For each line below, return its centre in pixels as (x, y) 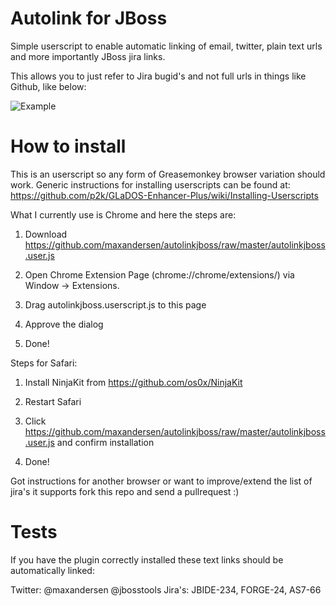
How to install (68, 146)
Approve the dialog (64, 324)
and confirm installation (105, 442)
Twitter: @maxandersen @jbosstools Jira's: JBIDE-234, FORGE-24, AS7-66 (166, 589)
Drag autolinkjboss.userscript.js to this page (115, 304)
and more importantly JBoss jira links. (88, 56)
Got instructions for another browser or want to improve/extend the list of (161, 481)
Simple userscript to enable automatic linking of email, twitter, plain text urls (166, 46)
